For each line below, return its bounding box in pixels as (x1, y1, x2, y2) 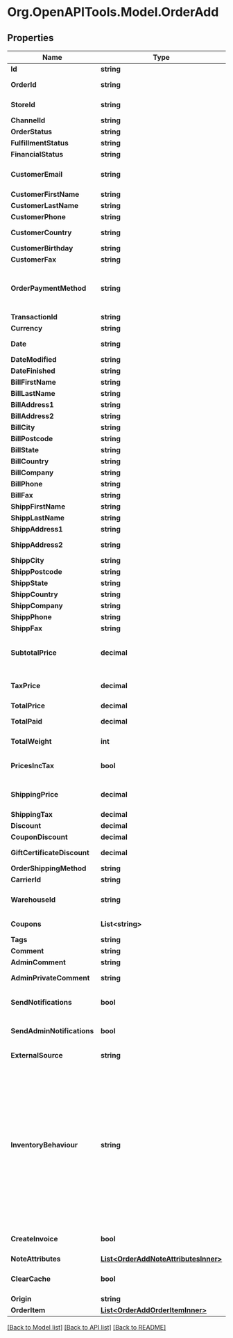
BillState (10, 445, 40, 454)
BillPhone (10, 479, 43, 488)
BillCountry (10, 456, 49, 466)
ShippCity (10, 556, 44, 565)
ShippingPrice (10, 790, 59, 799)
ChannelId (10, 116, 46, 125)
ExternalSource (10, 1051, 63, 1060)
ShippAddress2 (10, 540, 64, 550)
